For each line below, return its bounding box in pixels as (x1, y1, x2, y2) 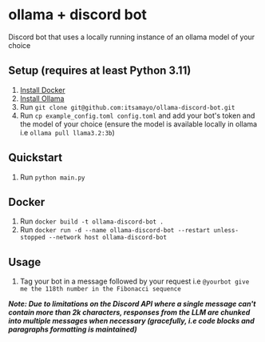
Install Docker (19, 85, 65, 95)
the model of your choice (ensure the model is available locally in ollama (19, 119, 258, 129)
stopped (19, 234, 45, 242)
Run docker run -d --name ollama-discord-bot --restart (19, 225, 211, 235)
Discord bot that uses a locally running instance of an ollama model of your (8, 32, 255, 42)
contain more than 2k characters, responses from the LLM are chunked (8, 308, 251, 317)
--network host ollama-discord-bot (49, 234, 168, 242)
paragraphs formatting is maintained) (8, 324, 137, 334)
